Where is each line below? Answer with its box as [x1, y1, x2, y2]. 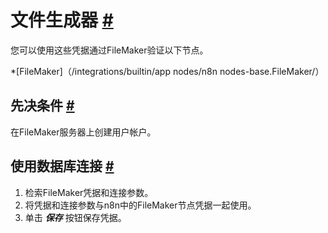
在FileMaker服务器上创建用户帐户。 [10, 126, 157, 138]
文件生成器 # [10, 9, 114, 32]
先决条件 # [10, 97, 75, 115]
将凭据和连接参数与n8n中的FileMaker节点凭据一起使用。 [24, 199, 257, 211]
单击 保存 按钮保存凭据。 [24, 211, 127, 223]
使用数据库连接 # [10, 158, 115, 175]
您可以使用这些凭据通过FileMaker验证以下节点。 [10, 44, 209, 56]
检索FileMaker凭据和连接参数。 [24, 186, 154, 198]
